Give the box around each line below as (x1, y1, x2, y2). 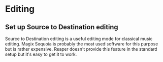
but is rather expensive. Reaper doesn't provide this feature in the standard (5, 46, 158, 52)
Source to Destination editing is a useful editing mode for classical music (5, 36, 153, 41)
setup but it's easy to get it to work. (5, 51, 77, 57)
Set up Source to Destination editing (5, 23, 118, 31)
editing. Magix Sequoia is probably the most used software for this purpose (5, 41, 159, 47)
